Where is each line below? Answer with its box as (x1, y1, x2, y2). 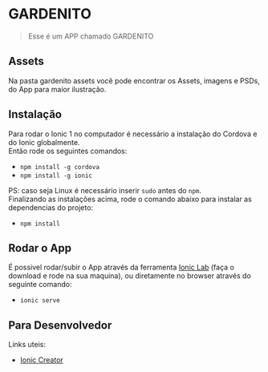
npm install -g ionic (19, 172, 92, 180)
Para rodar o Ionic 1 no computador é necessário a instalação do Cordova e (8, 129, 258, 139)
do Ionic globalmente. (8, 137, 80, 147)
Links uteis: (8, 340, 47, 350)
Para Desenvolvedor (8, 318, 112, 332)
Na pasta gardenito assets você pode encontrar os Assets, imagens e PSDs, (8, 75, 261, 85)
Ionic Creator (19, 355, 64, 365)
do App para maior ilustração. (8, 84, 107, 94)
